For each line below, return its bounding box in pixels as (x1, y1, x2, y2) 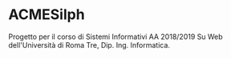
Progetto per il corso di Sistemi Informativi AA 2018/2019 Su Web (8, 32, 223, 41)
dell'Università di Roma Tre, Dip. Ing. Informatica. (8, 40, 171, 49)
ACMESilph (8, 6, 86, 24)
